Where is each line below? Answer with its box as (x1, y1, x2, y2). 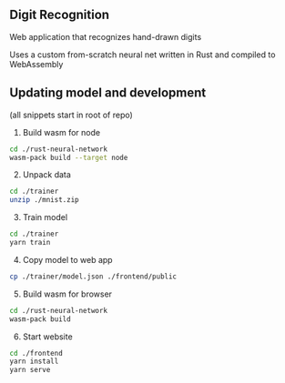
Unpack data (22, 169, 71, 180)
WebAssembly (9, 58, 64, 69)
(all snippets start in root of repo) (9, 109, 134, 120)
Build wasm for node (22, 126, 101, 137)
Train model (22, 212, 68, 223)
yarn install (9, 357, 59, 367)
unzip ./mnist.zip (9, 196, 79, 205)
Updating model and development (9, 86, 207, 101)
